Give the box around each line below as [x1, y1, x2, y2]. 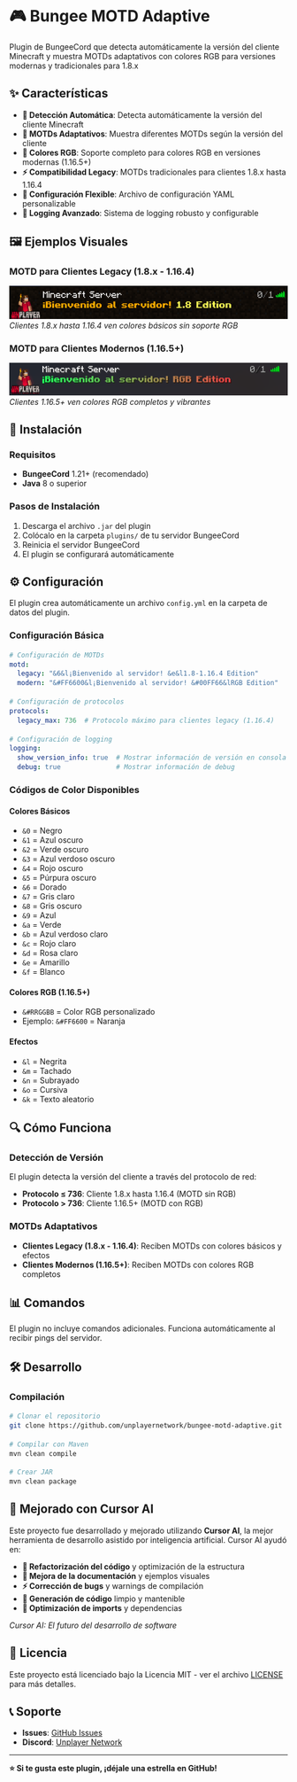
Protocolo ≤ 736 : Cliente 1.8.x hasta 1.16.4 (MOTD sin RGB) [21, 1188, 237, 1200]
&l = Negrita [21, 1055, 67, 1067]
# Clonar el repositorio [9, 1412, 101, 1421]
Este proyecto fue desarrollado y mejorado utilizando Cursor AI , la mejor [9, 1525, 274, 1536]
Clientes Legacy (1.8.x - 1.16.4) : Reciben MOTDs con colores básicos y [21, 1241, 283, 1251]
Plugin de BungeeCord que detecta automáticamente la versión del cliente [9, 41, 280, 52]
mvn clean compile [9, 1449, 77, 1458]
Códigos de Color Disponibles [9, 783, 140, 796]
